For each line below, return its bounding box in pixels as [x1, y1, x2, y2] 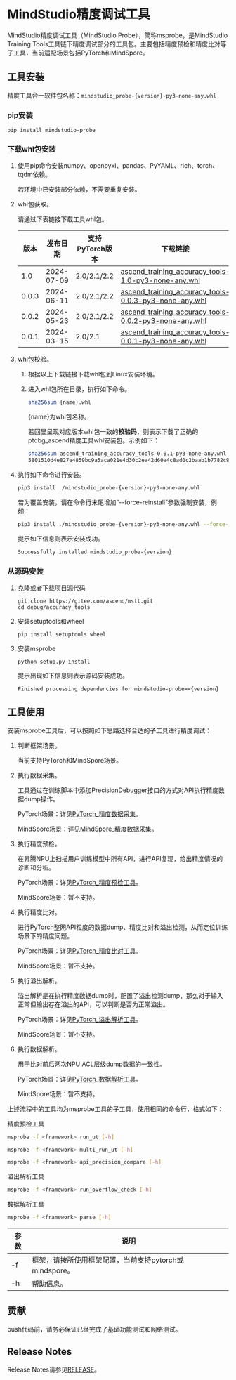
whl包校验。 [17, 355, 53, 364]
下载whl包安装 [7, 144, 56, 154]
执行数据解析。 [17, 1044, 61, 1053]
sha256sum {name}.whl [27, 399, 91, 406]
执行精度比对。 [17, 907, 61, 916]
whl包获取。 [17, 200, 53, 209]
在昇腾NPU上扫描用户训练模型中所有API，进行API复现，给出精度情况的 [17, 854, 223, 862]
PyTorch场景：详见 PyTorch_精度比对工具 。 [17, 946, 143, 955]
